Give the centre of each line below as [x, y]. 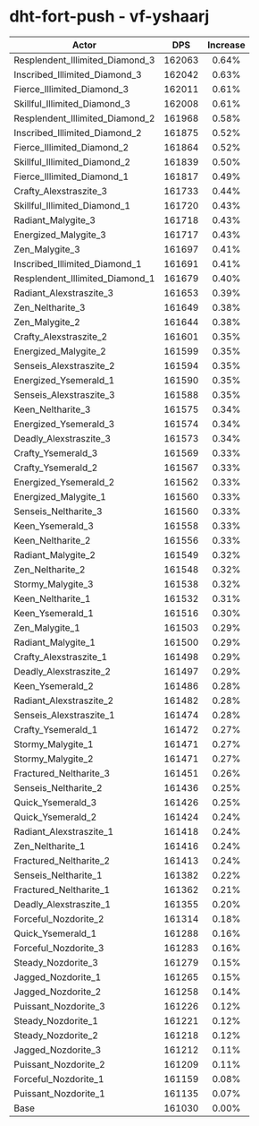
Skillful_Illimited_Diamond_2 [72, 161]
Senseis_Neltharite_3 [58, 511]
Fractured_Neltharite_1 [62, 890]
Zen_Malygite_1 [47, 627]
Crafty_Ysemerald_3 [56, 452]
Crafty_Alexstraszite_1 [61, 657]
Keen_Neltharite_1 [52, 598]
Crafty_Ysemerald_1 [56, 729]
